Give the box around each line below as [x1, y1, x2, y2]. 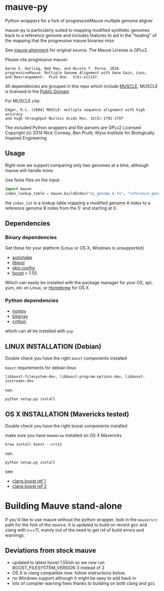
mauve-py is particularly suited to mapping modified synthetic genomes [5, 27, 150, 33]
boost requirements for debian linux [5, 365, 77, 371]
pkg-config [12, 265, 35, 271]
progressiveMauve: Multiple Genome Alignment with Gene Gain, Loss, [5, 70, 147, 75]
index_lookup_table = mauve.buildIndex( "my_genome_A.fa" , [5, 191, 125, 196]
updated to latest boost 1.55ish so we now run [12, 559, 105, 565]
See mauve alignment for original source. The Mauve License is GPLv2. [5, 47, 148, 53]
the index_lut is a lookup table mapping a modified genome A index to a [5, 200, 150, 206]
